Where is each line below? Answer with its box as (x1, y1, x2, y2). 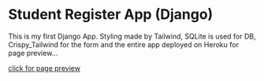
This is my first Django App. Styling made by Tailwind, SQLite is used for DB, (8, 31, 256, 41)
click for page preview (8, 63, 81, 72)
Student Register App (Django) (8, 6, 214, 24)
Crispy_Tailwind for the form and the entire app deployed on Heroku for (8, 39, 239, 49)
